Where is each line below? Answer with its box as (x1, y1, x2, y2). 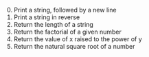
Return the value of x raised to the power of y (13, 35, 142, 43)
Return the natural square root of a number (13, 43, 135, 50)
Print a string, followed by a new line (13, 6, 117, 14)
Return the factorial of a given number (13, 27, 122, 36)
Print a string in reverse (13, 13, 80, 21)
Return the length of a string (13, 21, 94, 28)
